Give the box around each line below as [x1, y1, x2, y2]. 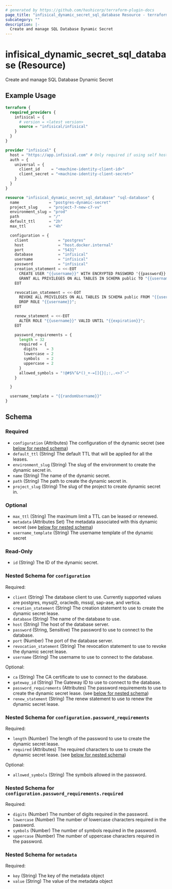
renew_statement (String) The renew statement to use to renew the [12, 696, 153, 702]
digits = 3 [24, 347, 54, 352]
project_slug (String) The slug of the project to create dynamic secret [12, 483, 161, 489]
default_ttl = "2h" [10, 219, 63, 224]
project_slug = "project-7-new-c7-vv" [10, 205, 102, 210]
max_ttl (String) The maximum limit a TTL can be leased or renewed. [12, 513, 158, 519]
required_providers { [10, 110, 56, 115]
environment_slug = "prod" [10, 209, 68, 214]
